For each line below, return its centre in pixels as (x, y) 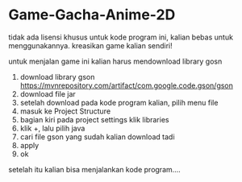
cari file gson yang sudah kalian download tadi (97, 136)
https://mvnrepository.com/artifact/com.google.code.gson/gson (127, 85)
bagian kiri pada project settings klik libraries (94, 119)
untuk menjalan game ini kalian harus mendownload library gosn (115, 61)
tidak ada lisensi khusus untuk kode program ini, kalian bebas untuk (121, 37)
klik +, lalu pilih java (52, 128)
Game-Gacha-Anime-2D (92, 15)
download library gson (57, 77)
